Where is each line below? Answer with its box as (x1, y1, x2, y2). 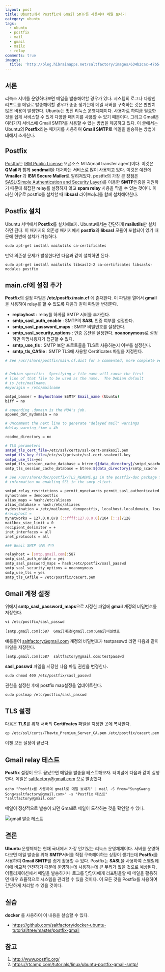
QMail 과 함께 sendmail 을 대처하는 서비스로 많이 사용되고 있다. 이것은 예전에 (5, 167, 152, 173)
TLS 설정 (5, 707, 31, 715)
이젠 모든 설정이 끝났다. (5, 740, 50, 746)
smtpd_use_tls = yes (5, 457, 43, 462)
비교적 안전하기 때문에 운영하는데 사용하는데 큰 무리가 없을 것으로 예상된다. (14, 864, 157, 870)
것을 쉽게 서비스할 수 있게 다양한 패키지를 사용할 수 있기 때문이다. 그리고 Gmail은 (5, 114, 159, 119)
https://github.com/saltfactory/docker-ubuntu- (12, 922, 107, 928)
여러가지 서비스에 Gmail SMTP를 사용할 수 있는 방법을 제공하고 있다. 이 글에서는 (5, 120, 158, 126)
